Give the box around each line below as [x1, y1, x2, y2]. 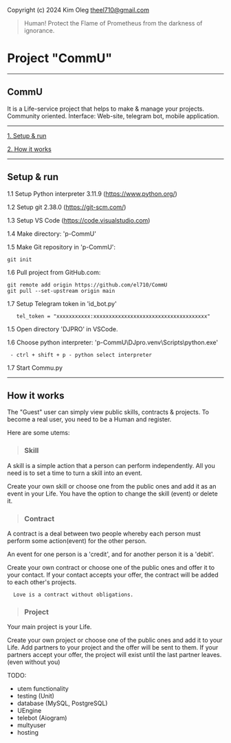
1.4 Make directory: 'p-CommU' [7, 230, 96, 238]
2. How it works [7, 144, 52, 153]
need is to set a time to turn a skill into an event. [7, 469, 143, 477]
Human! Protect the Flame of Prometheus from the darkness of [23, 19, 203, 27]
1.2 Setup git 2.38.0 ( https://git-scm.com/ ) [7, 203, 126, 211]
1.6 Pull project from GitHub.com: [7, 268, 101, 276]
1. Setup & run [7, 131, 47, 140]
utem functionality [16, 685, 69, 693]
